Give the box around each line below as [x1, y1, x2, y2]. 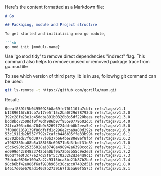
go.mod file [5, 64, 28, 70]
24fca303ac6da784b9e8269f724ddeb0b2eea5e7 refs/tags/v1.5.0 [5, 123, 131, 129]
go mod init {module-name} [5, 44, 60, 49]
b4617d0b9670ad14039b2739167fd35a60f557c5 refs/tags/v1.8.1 [5, 166, 131, 171]
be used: [5, 78, 23, 85]
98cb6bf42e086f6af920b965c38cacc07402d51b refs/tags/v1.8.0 [5, 162, 131, 167]
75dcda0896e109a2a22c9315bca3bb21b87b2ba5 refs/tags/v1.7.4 [5, 157, 131, 163]
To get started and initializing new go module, [5, 31, 106, 36]
